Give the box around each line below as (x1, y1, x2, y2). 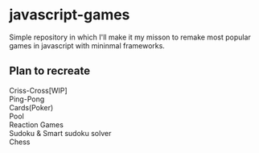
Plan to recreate (9, 64, 91, 78)
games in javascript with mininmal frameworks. (9, 40, 166, 50)
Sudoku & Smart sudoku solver (9, 128, 112, 138)
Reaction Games (9, 119, 64, 130)
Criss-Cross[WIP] (9, 85, 68, 95)
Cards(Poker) (9, 102, 54, 112)
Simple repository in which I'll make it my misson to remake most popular (9, 32, 252, 42)
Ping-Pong (9, 94, 45, 104)
